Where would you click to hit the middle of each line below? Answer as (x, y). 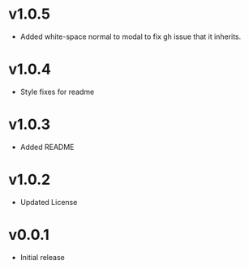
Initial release (42, 257)
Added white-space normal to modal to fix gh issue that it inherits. (131, 36)
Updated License (49, 202)
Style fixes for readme (57, 92)
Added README (47, 147)
